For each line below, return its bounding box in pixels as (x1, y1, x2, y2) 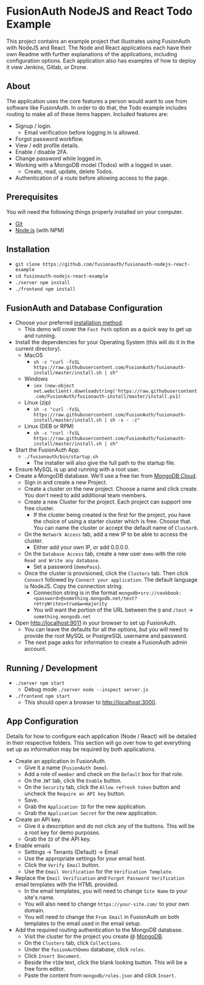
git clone (15, 262, 41, 268)
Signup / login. (15, 122, 52, 130)
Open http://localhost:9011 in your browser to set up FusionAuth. (15, 619, 177, 627)
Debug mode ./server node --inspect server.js (24, 686, 149, 693)
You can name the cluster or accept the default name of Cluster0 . (33, 524, 199, 532)
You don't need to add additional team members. (24, 492, 147, 499)
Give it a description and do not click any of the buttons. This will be (24, 822, 195, 829)
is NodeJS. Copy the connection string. (24, 582, 123, 590)
